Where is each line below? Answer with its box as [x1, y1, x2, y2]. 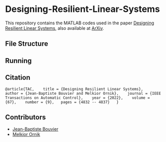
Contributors [5, 113, 46, 121]
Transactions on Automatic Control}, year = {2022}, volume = [5, 95, 150, 100]
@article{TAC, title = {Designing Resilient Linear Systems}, [5, 86, 143, 91]
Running [5, 56, 32, 65]
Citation [5, 73, 31, 82]
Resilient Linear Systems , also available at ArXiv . [5, 25, 104, 31]
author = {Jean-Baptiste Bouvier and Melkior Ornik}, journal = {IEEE [5, 91, 162, 96]
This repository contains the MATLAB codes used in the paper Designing [5, 20, 155, 26]
